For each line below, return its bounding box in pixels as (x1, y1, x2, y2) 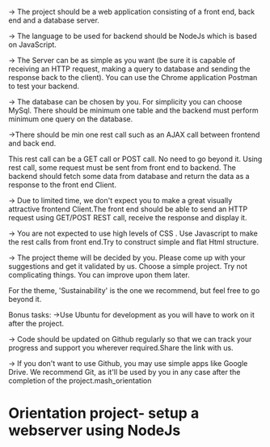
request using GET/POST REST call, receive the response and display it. (8, 213, 247, 222)
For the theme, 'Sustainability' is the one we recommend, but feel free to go (8, 286, 260, 295)
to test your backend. (8, 81, 79, 91)
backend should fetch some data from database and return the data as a (8, 172, 250, 181)
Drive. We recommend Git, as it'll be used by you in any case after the (8, 368, 241, 377)
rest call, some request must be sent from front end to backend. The (8, 163, 236, 172)
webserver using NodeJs (8, 421, 181, 440)
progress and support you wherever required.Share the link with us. (8, 343, 234, 352)
